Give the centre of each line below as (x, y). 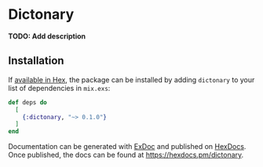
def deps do (27, 102)
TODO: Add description (47, 36)
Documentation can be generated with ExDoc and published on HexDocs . (127, 147)
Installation (36, 61)
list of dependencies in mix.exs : (59, 88)
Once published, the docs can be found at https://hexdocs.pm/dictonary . (126, 155)
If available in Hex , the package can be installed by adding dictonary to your (131, 79)
